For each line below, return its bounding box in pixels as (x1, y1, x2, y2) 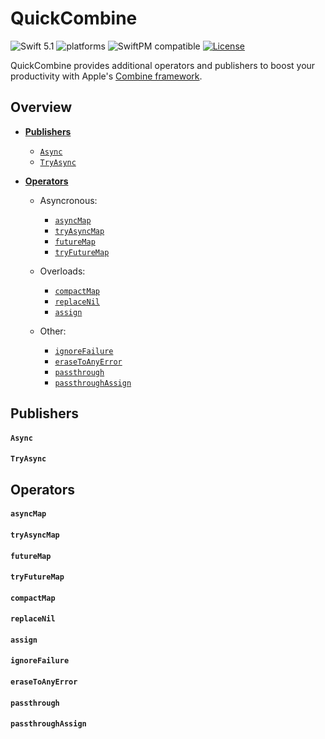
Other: (39, 325, 67, 337)
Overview (10, 99, 73, 116)
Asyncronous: (39, 194, 98, 206)
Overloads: (39, 265, 86, 277)
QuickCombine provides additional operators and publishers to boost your (10, 59, 316, 71)
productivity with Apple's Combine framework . (10, 70, 203, 82)
